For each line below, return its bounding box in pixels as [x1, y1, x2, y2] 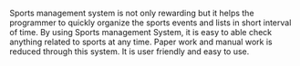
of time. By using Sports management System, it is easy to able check [9, 27, 273, 37]
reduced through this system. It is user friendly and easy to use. [9, 46, 250, 57]
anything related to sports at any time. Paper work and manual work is [9, 36, 273, 47]
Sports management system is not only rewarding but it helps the [9, 8, 254, 18]
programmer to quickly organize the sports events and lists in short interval [9, 17, 292, 28]
